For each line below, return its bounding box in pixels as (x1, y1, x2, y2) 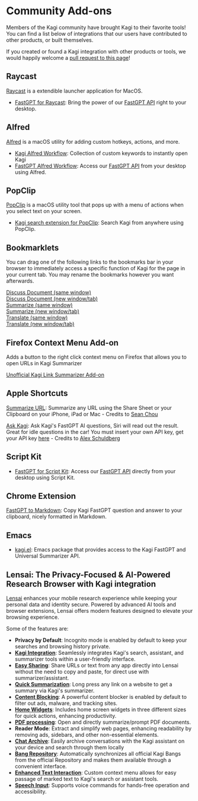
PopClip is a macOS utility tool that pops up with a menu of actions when (6, 201, 184, 208)
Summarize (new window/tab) (6, 308, 80, 315)
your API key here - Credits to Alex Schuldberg (6, 435, 120, 442)
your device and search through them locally (14, 744, 124, 751)
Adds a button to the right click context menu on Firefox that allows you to (6, 353, 187, 360)
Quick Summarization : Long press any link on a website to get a (14, 681, 173, 688)
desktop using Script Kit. (14, 474, 75, 481)
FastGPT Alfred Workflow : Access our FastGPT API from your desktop (14, 162, 187, 169)
